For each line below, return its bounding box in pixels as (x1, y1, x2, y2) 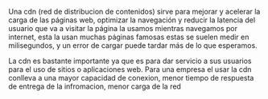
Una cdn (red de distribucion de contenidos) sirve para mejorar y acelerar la (8, 7, 261, 16)
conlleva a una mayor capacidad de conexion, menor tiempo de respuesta (8, 73, 254, 82)
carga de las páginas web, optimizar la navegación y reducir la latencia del (8, 15, 256, 25)
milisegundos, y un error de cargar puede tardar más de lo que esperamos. (8, 41, 258, 50)
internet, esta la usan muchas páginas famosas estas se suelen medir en (8, 32, 249, 42)
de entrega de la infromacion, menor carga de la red (8, 81, 181, 91)
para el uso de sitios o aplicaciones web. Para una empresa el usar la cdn (8, 65, 252, 74)
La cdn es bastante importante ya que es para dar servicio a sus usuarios (8, 56, 252, 65)
